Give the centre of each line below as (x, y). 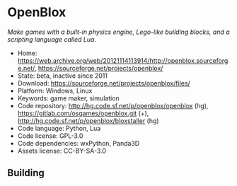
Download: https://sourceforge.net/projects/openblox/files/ (104, 83)
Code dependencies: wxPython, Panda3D (79, 143)
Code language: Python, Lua (59, 128)
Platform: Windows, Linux (55, 91)
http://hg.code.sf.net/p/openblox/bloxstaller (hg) (88, 120)
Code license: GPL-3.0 (50, 136)
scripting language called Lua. (52, 39)
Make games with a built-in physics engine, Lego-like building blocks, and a (118, 32)
